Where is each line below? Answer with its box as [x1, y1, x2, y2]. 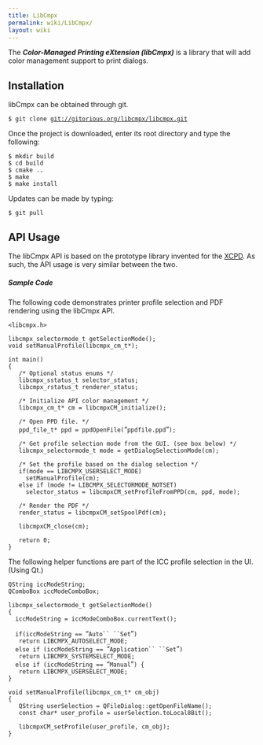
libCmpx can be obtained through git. [8, 100, 129, 109]
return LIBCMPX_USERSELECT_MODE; [18, 667, 128, 676]
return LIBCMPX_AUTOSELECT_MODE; [18, 637, 128, 645]
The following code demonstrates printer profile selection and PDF [8, 297, 224, 307]
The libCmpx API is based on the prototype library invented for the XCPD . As [8, 251, 256, 261]
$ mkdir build [8, 153, 55, 161]
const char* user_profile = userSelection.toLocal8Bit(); [18, 709, 213, 717]
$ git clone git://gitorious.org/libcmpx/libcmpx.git [8, 115, 188, 123]
